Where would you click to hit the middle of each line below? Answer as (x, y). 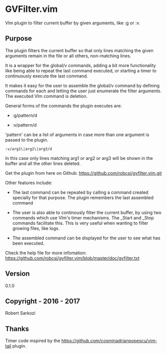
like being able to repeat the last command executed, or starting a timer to (81, 71)
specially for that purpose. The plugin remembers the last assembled (83, 198)
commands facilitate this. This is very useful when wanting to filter (80, 223)
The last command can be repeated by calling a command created (80, 192)
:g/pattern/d (25, 115)
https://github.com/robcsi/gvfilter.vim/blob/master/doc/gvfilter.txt (73, 258)
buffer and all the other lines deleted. (43, 163)
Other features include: (29, 183)
